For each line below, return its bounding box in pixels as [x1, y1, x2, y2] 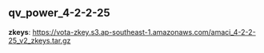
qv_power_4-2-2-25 [8, 6, 110, 20]
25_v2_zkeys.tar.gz [8, 36, 71, 45]
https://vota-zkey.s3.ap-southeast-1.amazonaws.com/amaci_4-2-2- [32, 27, 256, 36]
